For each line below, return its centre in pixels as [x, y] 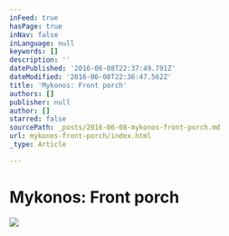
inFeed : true [34, 18]
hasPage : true [36, 26]
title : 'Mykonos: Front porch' [68, 85]
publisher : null [40, 102]
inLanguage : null [42, 43]
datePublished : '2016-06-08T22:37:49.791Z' [93, 69]
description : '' [40, 60]
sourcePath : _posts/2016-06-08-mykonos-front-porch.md [115, 128]
